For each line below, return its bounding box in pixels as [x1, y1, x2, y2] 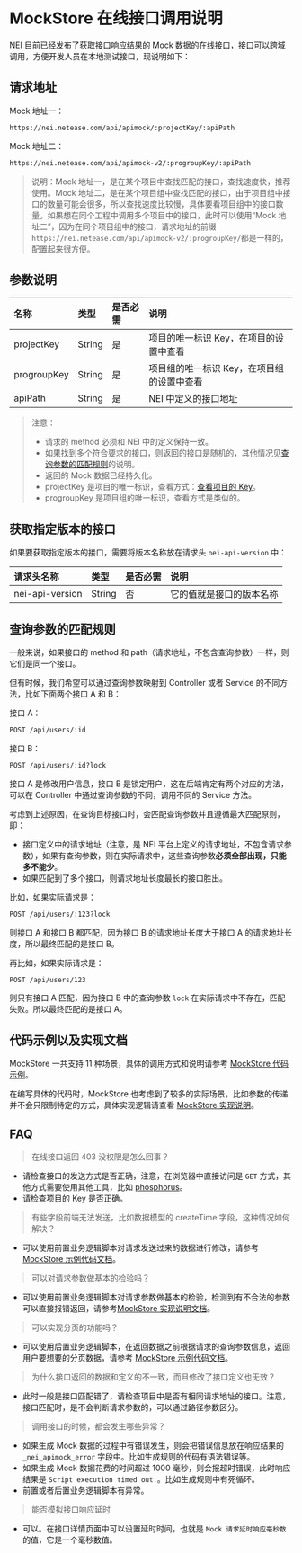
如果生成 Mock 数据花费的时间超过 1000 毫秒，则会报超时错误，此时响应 [22, 1462, 291, 1474]
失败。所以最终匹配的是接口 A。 [9, 1004, 128, 1015]
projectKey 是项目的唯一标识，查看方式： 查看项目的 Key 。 [44, 482, 261, 493]
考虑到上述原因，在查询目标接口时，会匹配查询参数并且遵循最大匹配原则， [9, 808, 285, 819]
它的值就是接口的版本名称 [170, 588, 279, 600]
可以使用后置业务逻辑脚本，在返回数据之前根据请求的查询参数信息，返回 [22, 1341, 290, 1353]
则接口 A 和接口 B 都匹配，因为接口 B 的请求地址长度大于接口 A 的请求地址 [9, 927, 285, 937]
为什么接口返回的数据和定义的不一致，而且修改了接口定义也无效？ [31, 1371, 276, 1382]
